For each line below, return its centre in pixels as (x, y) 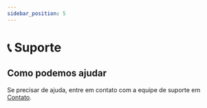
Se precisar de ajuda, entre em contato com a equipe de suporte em (104, 89)
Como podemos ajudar (57, 73)
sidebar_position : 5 (37, 13)
